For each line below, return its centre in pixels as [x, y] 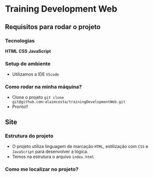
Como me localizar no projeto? [42, 169]
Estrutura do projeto [29, 136]
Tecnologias [20, 41]
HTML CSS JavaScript [28, 51]
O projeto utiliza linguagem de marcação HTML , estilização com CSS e [80, 146]
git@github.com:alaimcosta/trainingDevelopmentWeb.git [69, 102]
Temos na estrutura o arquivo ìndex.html [53, 157]
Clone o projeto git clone [38, 97]
